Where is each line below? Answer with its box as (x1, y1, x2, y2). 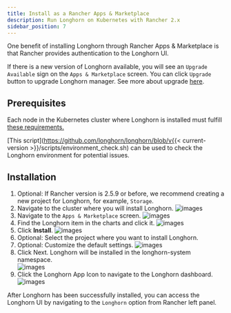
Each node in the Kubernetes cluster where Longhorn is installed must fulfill (7, 115, 223, 124)
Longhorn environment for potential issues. (7, 151, 130, 160)
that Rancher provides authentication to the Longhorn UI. (7, 49, 169, 57)
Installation (7, 171, 57, 183)
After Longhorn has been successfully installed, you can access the (7, 291, 200, 299)
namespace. (17, 256, 53, 263)
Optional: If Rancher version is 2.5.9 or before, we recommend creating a (17, 189, 225, 198)
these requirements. (7, 123, 64, 131)
